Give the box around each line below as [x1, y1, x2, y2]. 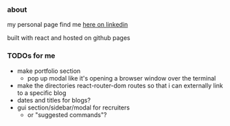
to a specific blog [16, 88, 67, 97]
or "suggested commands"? [27, 110, 107, 118]
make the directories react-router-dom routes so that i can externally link [16, 81, 223, 90]
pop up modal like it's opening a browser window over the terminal [27, 74, 216, 82]
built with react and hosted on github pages [7, 34, 130, 42]
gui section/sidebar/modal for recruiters [16, 103, 130, 112]
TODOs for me [7, 51, 56, 61]
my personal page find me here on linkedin [7, 21, 128, 29]
